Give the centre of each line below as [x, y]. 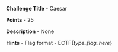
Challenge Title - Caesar [36, 9]
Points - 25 [20, 20]
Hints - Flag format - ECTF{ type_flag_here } [59, 43]
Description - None [30, 31]
